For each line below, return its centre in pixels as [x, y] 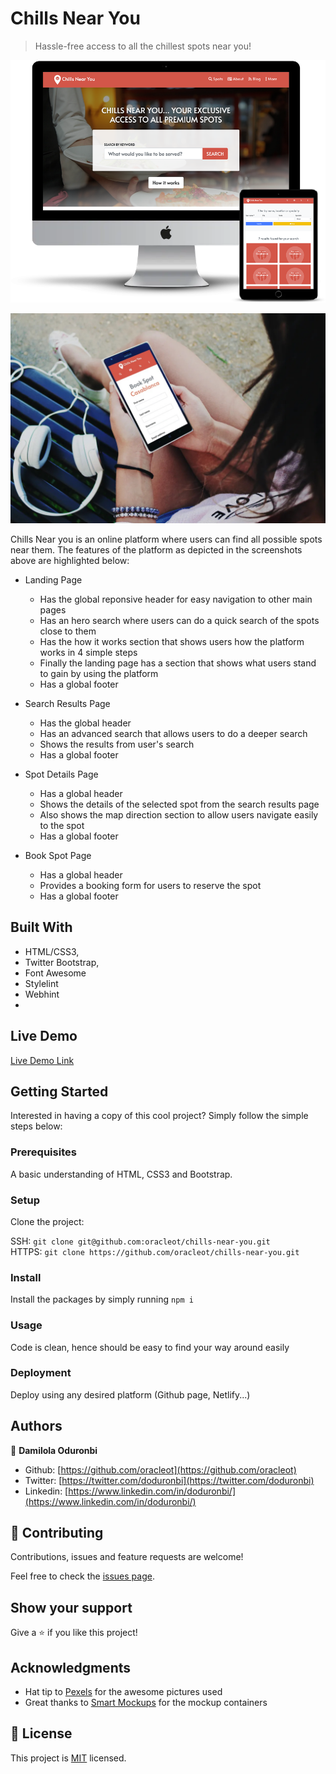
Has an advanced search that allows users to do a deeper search [173, 733]
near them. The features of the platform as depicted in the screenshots [156, 549]
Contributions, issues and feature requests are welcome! [127, 1557]
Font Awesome [55, 973]
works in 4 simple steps [88, 652]
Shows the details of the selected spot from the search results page [179, 804]
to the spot [62, 825]
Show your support [71, 1607]
